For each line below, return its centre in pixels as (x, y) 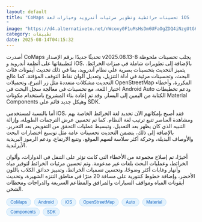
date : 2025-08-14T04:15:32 (40, 40)
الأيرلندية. (17, 145)
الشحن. (15, 189)
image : (14, 29)
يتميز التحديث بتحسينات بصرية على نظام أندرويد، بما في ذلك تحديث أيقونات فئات (96, 69)
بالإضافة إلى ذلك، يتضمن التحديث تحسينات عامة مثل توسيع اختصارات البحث (90, 132)
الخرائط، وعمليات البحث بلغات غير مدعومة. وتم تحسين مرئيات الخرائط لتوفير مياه (97, 163)
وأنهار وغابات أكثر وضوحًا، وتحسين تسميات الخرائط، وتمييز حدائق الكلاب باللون (93, 170)
